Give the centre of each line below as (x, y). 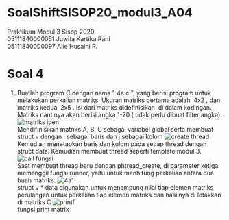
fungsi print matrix (43, 209)
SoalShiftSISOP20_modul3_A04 (100, 13)
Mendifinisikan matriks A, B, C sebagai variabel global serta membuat (115, 129)
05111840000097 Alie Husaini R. (52, 46)
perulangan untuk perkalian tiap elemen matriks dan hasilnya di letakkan (119, 195)
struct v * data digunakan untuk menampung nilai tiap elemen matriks (115, 187)
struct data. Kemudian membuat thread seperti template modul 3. (109, 151)
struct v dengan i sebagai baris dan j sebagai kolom (90, 136)
